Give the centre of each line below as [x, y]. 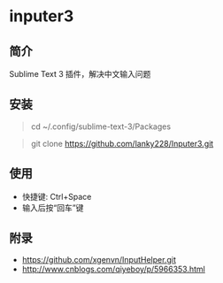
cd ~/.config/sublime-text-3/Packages [100, 126]
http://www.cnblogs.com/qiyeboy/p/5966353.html [113, 269]
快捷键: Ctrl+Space [57, 196]
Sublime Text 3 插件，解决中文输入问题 [80, 74]
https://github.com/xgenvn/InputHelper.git [99, 260]
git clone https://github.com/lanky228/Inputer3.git [122, 143]
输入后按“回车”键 [53, 207]
